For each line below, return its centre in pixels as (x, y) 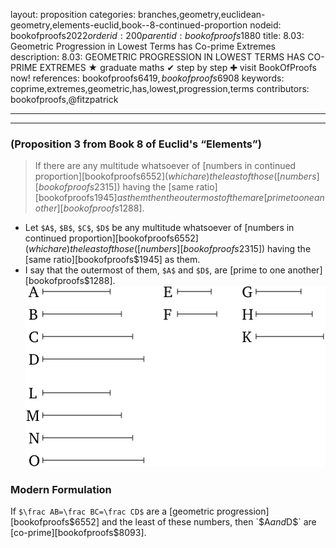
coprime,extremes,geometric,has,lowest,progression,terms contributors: (160, 88)
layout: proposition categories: (73, 14)
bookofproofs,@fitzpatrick (64, 99)
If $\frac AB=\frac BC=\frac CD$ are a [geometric (112, 511)
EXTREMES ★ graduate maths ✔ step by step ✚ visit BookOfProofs (178, 67)
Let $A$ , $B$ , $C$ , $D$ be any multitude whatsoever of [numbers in (159, 228)
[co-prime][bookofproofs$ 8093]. (78, 533)
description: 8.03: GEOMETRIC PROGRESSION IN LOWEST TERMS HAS (158, 57)
